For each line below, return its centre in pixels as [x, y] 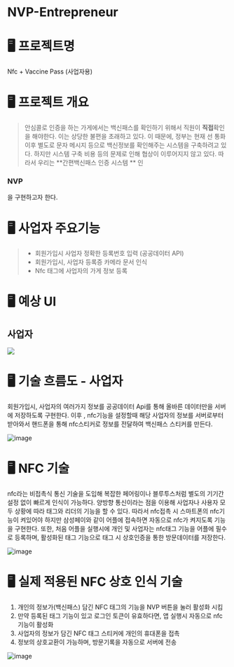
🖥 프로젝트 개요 [48, 103]
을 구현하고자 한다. [33, 198]
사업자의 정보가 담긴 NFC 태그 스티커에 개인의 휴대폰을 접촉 [98, 633]
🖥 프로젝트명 [41, 47]
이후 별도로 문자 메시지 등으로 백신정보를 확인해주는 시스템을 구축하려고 [122, 145]
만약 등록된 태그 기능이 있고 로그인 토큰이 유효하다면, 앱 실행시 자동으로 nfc [120, 616]
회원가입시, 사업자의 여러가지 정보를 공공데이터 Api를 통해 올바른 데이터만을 [110, 406]
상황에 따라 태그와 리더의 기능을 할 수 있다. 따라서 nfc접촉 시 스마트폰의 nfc [117, 511]
